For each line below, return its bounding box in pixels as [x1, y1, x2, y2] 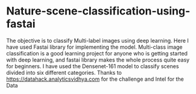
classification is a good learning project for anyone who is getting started [6, 49, 188, 57]
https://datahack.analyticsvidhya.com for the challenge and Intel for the [6, 75, 184, 83]
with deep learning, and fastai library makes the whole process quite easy [6, 56, 190, 63]
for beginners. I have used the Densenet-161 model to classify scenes [6, 62, 179, 70]
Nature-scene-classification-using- [6, 4, 191, 18]
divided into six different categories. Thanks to [6, 69, 122, 76]
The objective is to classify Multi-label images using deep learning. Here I [6, 37, 189, 44]
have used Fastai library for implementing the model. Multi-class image [6, 43, 183, 51]
